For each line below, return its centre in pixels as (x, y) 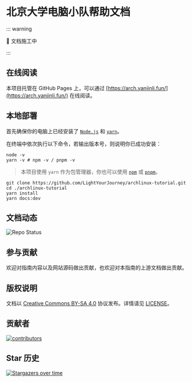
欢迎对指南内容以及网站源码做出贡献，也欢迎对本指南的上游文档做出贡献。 (97, 268)
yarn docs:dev (24, 198)
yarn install (22, 193)
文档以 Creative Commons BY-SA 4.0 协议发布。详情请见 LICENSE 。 (89, 303)
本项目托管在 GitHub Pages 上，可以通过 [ (57, 88)
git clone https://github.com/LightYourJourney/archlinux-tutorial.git (96, 183)
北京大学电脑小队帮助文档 (69, 12)
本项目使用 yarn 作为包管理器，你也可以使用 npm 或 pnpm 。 (91, 172)
